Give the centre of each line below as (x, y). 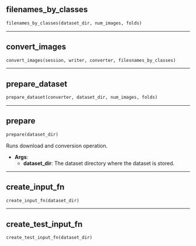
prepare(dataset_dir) (32, 134)
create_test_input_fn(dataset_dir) (49, 238)
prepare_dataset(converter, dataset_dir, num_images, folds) (82, 98)
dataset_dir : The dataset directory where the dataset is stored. (99, 163)
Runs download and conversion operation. (57, 145)
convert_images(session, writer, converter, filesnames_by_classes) (91, 60)
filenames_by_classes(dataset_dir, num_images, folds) (74, 23)
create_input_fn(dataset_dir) (43, 200)
